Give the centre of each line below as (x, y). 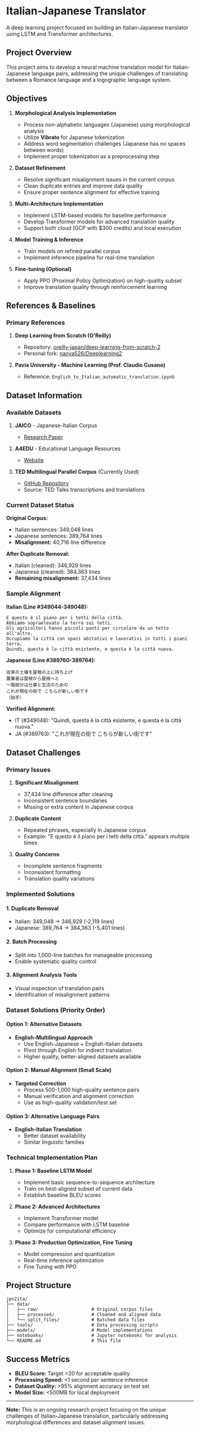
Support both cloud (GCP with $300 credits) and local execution (102, 228)
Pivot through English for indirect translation (78, 1050)
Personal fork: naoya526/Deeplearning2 (73, 354)
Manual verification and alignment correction (79, 1096)
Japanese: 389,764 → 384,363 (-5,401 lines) (70, 928)
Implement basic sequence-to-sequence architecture (89, 1182)
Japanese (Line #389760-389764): (51, 660)
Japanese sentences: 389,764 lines (58, 536)
